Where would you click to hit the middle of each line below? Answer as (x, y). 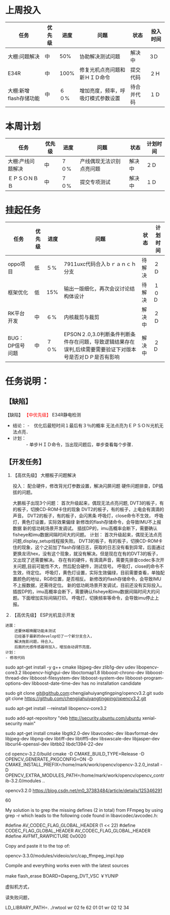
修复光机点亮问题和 (102, 70)
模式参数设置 (105, 98)
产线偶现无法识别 (100, 161)
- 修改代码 (15, 658)
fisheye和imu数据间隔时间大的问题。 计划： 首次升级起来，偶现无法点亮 (87, 534)
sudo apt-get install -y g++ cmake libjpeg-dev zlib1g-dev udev (70, 667)
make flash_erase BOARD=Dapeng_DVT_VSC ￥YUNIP (62, 876)
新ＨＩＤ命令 (95, 77)
